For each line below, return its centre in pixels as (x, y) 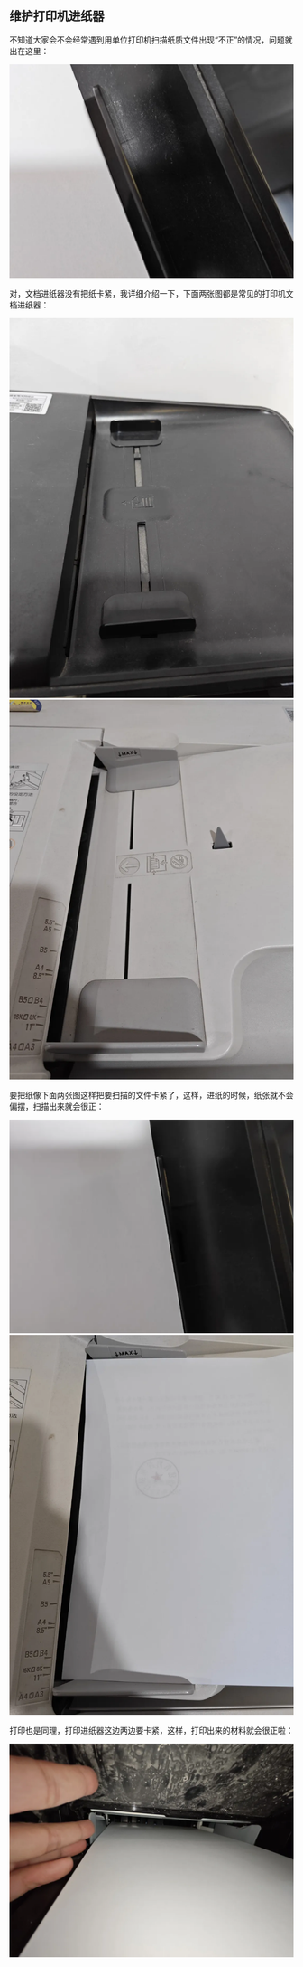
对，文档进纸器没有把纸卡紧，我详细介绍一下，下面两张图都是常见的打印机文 (151, 293)
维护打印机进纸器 (57, 16)
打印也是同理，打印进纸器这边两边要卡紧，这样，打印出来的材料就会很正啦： (151, 1730)
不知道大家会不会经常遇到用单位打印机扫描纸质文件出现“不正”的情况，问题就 (151, 40)
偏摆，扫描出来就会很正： (57, 1106)
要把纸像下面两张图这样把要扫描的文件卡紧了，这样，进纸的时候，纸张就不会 (151, 1095)
